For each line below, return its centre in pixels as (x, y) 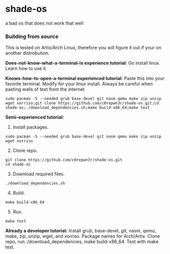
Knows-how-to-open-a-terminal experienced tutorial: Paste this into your (85, 79)
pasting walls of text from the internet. (46, 89)
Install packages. (30, 127)
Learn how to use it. (26, 69)
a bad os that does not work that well (44, 23)
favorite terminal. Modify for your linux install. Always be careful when (79, 84)
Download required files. (39, 174)
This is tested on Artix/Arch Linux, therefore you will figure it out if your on (83, 48)
